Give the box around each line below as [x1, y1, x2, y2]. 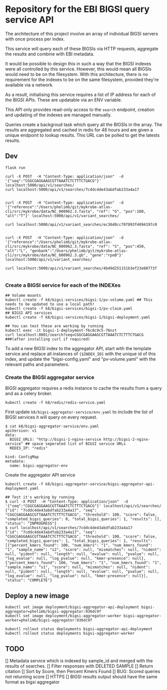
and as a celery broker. [5, 391, 52, 397]
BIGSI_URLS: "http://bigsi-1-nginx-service [9, 437, 101, 442]
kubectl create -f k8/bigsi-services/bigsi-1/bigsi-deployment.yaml [5, 315, 151, 320]
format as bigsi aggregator [5, 679, 60, 685]
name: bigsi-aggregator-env [9, 463, 68, 468]
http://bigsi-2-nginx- [103, 437, 151, 442]
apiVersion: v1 [5, 428, 37, 433]
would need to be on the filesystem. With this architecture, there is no [5, 71, 148, 77]
